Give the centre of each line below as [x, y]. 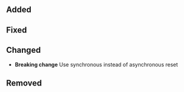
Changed [23, 50]
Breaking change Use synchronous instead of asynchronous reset [96, 64]
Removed [24, 83]
